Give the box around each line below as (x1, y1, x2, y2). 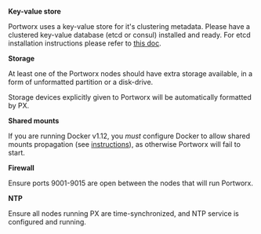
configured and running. (8, 218, 86, 226)
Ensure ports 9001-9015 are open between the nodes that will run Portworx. (8, 178, 253, 188)
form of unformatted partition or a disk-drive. (8, 78, 154, 86)
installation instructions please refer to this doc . (8, 38, 162, 48)
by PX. (8, 101, 30, 110)
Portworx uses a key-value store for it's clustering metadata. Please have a (8, 22, 251, 31)
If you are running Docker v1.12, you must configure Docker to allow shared (8, 131, 251, 141)
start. (8, 148, 26, 157)
